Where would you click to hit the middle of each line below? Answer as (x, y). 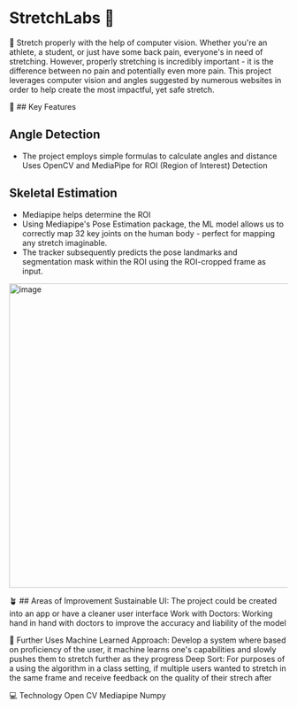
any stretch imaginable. (65, 243)
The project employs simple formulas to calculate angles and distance (149, 156)
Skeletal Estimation (63, 193)
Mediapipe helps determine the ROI (87, 214)
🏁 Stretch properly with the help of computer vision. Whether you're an (138, 42)
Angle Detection (55, 135)
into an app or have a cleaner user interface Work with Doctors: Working (141, 613)
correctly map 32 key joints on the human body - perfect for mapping (148, 233)
